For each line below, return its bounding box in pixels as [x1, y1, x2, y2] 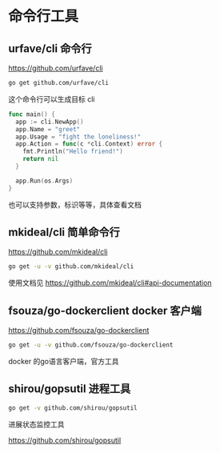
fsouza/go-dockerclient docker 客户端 [8, 303, 202, 317]
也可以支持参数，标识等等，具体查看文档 [8, 199, 142, 209]
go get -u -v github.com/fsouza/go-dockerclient [8, 341, 174, 349]
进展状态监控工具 [8, 419, 65, 429]
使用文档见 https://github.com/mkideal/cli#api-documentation [8, 278, 212, 288]
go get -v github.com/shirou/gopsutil [8, 403, 138, 412]
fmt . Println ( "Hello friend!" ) [22, 147, 124, 156]
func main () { [8, 110, 56, 118]
